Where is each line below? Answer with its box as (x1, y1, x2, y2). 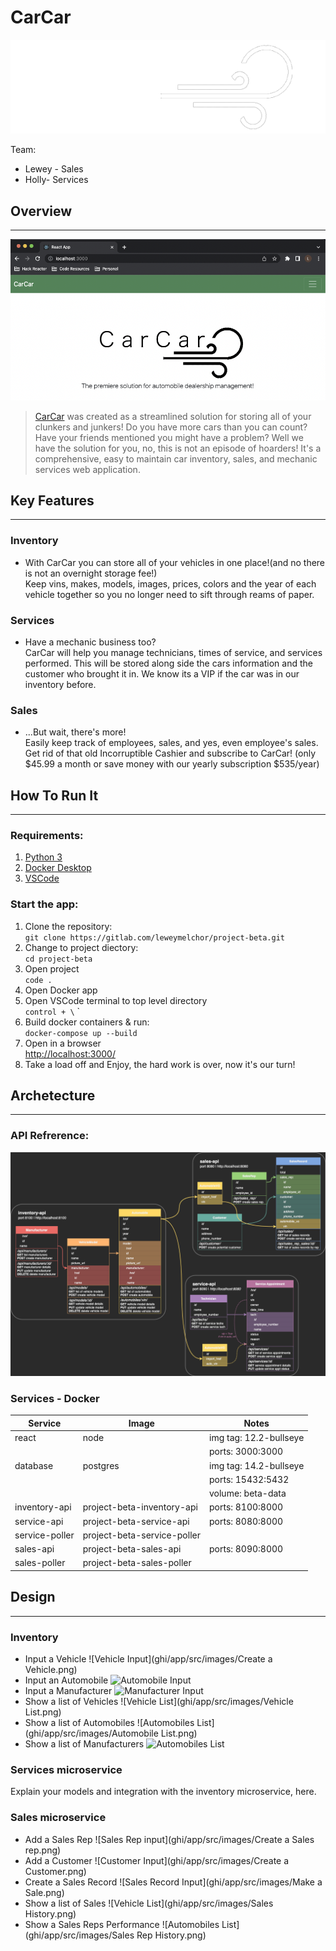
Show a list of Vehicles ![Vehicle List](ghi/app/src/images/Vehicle (24, 1695, 294, 1707)
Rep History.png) (136, 1929, 207, 1941)
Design (10, 1589, 56, 1606)
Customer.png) (24, 1865, 87, 1877)
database (14, 1459, 54, 1471)
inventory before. (24, 678, 97, 690)
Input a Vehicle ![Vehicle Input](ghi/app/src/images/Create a (24, 1652, 273, 1665)
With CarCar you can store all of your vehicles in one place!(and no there (24, 556, 326, 568)
